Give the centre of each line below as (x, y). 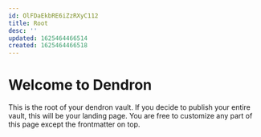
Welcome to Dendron (80, 85)
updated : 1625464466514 (48, 38)
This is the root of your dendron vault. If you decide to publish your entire (129, 107)
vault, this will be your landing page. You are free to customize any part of (130, 116)
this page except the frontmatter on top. (74, 124)
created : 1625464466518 (48, 46)
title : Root (28, 23)
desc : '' (23, 30)
